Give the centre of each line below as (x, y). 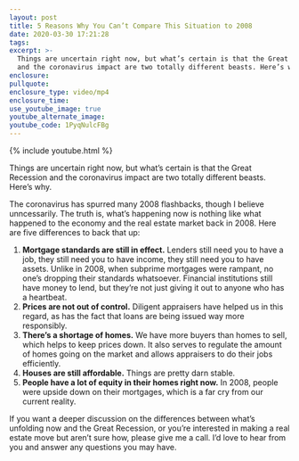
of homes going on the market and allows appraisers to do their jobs (147, 354)
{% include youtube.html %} (61, 151)
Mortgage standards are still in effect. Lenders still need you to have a (153, 250)
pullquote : (29, 84)
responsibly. (44, 325)
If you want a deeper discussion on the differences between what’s (132, 419)
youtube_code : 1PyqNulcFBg (59, 126)
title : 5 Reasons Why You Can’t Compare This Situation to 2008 (131, 26)
